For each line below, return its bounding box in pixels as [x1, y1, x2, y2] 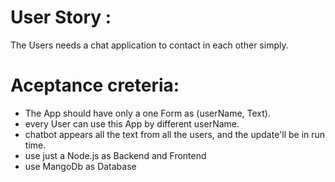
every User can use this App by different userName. [24, 117, 240, 130]
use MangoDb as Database [24, 160, 137, 172]
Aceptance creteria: [10, 74, 180, 97]
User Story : [10, 6, 112, 29]
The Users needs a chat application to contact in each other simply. [10, 39, 289, 51]
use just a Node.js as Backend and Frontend [24, 149, 207, 161]
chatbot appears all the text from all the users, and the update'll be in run [24, 128, 326, 140]
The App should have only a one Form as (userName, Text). [24, 107, 271, 119]
